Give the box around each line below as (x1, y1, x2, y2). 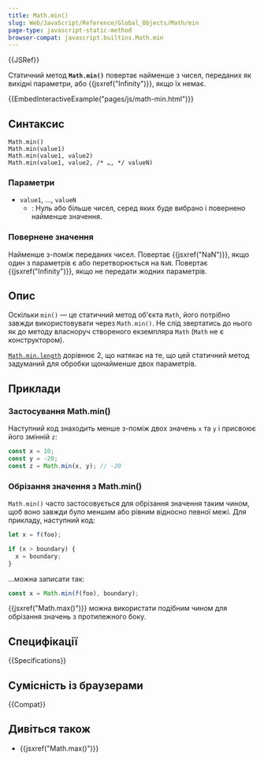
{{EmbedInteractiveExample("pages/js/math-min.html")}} (8, 94, 195, 104)
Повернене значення (8, 232, 94, 243)
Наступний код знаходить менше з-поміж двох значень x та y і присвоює (8, 424, 256, 433)
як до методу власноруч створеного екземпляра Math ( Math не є (8, 327, 225, 337)
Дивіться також (8, 722, 91, 736)
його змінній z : (8, 432, 58, 442)
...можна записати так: (8, 574, 85, 583)
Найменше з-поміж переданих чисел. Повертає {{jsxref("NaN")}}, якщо (8, 250, 250, 259)
